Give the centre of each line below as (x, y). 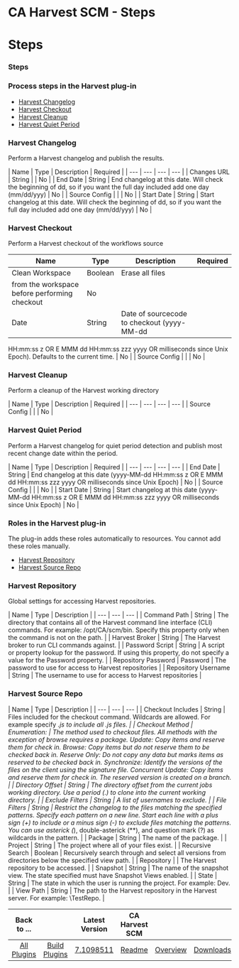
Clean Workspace (41, 273)
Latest (94, 920)
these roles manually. (39, 546)
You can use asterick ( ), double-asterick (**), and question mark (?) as (111, 830)
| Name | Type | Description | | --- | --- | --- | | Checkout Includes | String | (117, 709)
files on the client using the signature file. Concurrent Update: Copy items (116, 769)
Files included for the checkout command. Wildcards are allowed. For (110, 717)
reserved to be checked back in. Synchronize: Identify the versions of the (115, 762)
